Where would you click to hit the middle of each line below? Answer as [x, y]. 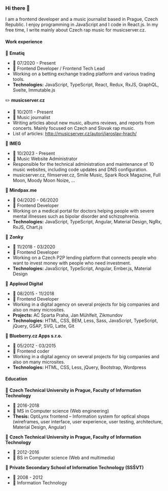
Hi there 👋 [18, 8]
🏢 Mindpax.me [21, 190]
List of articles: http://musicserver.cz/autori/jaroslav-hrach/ [75, 133]
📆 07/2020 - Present [34, 63]
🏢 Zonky [15, 237]
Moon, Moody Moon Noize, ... [44, 180]
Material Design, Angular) [39, 427]
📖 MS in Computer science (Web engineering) [61, 411]
